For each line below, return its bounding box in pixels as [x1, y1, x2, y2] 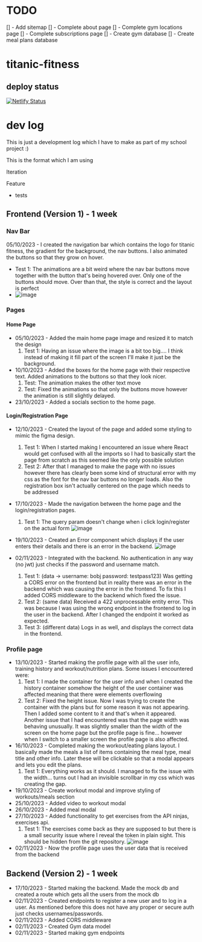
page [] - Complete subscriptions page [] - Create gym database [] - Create [6, 30, 195, 37]
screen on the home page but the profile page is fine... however [24, 729, 183, 736]
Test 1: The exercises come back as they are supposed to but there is [24, 825, 197, 832]
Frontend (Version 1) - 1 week [6, 209, 118, 219]
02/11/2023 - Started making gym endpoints [14, 929, 125, 936]
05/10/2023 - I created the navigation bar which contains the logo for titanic [6, 240, 195, 248]
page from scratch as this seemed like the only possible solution [24, 456, 184, 463]
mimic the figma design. [14, 432, 75, 439]
